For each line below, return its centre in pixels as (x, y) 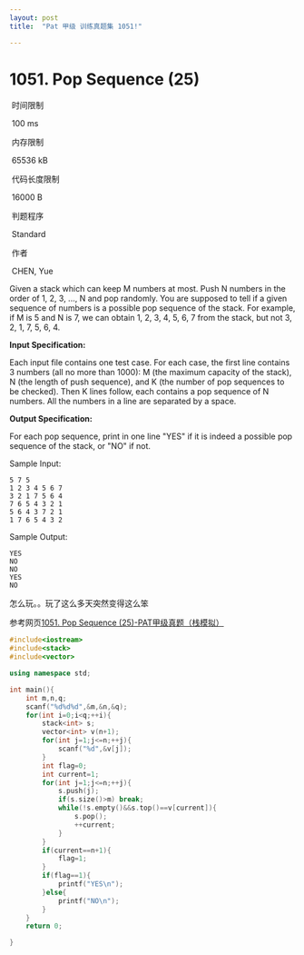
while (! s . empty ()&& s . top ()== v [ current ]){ (137, 808)
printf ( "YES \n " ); (91, 884)
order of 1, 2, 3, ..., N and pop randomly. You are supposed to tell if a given (148, 298)
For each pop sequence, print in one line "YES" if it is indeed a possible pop (151, 436)
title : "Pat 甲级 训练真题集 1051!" (76, 26)
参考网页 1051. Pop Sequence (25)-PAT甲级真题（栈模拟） (117, 622)
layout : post (34, 18)
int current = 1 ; (71, 774)
